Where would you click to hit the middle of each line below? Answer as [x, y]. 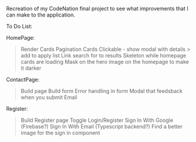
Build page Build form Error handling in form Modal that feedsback [102, 91]
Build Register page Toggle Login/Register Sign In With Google [97, 120]
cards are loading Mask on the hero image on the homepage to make [105, 62]
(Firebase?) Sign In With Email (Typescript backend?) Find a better [102, 126]
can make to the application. [41, 15]
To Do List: [19, 26]
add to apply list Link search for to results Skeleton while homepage [103, 55]
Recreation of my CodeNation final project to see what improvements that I [97, 9]
